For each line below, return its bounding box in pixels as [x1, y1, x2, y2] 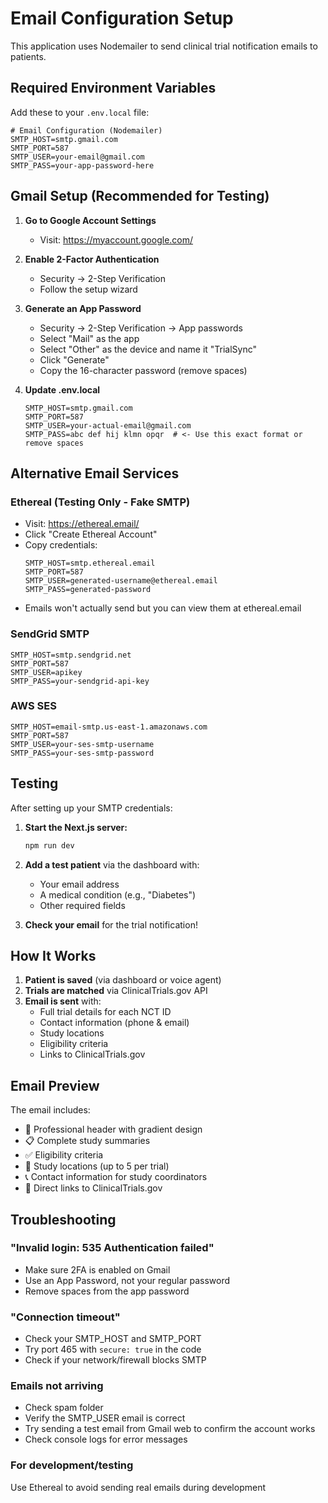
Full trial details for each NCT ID [39, 1006, 172, 1018]
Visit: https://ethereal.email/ [24, 518, 140, 530]
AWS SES [10, 699, 57, 713]
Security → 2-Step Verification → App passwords [39, 322, 243, 334]
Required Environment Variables [10, 80, 217, 97]
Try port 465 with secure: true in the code [24, 1343, 202, 1356]
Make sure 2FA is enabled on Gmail [24, 1263, 171, 1276]
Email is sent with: [24, 995, 102, 1007]
